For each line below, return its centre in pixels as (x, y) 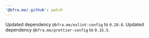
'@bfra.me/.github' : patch (34, 10)
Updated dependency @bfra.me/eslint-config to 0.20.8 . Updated (75, 24)
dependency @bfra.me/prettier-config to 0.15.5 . (58, 30)
